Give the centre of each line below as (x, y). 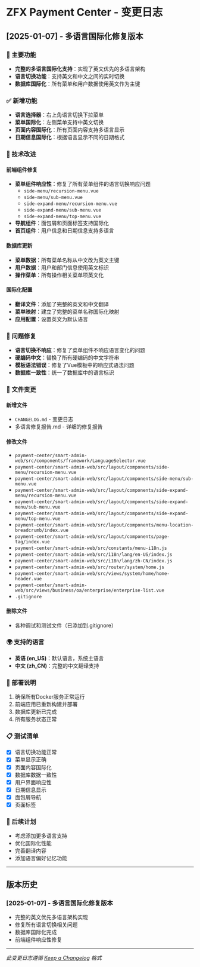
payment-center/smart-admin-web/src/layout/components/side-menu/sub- (104, 479)
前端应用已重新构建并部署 (46, 704)
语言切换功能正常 (36, 752)
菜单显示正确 (30, 760)
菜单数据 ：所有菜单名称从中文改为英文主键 (67, 260)
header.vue (28, 579)
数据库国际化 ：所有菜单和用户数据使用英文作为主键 (77, 84)
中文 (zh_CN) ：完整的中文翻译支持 (57, 665)
